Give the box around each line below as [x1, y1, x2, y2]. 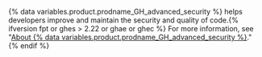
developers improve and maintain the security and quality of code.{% [8, 15, 239, 25]
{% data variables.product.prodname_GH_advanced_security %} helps [8, 7, 243, 16]
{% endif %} [8, 41, 50, 51]
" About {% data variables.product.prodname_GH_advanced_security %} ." [8, 32, 252, 42]
